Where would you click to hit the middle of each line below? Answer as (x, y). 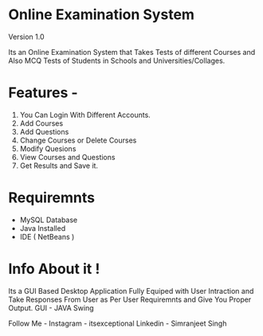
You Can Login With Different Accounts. (85, 115)
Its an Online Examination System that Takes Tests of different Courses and (132, 52)
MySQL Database (49, 220)
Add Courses (41, 123)
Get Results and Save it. (59, 166)
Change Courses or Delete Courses (78, 140)
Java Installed (43, 228)
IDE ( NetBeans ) (47, 236)
